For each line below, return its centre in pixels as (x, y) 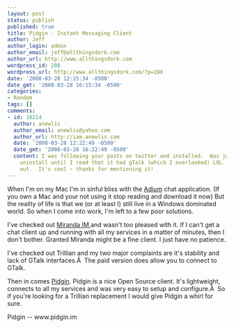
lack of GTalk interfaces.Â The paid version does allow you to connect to (112, 260)
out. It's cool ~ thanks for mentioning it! (87, 169)
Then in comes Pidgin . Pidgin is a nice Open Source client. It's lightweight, (114, 281)
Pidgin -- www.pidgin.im (42, 317)
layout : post (26, 14)
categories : (24, 91)
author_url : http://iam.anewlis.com (67, 136)
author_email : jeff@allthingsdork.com (63, 53)
